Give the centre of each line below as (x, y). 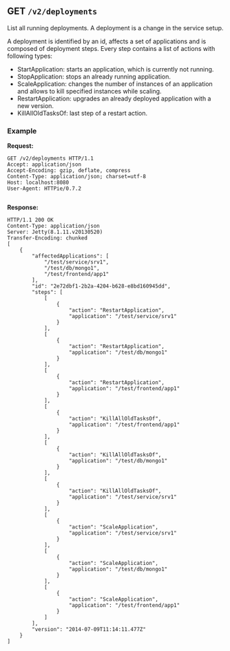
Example (22, 131)
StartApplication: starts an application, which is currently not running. (115, 69)
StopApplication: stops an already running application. (94, 76)
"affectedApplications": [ (71, 256)
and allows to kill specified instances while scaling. (89, 91)
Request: (20, 146)
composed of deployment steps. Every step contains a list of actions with (111, 48)
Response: (23, 207)
